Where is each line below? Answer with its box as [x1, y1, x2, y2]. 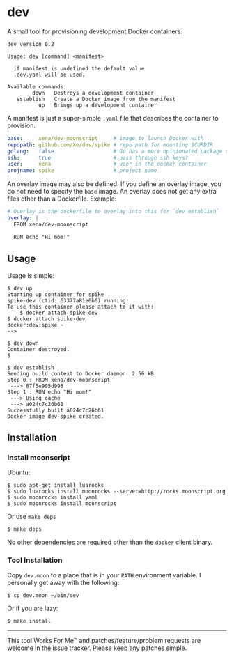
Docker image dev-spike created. [7, 412, 104, 420]
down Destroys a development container [32, 89, 155, 96]
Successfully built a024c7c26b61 [7, 407, 104, 414]
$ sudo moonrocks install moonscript [7, 500, 117, 507]
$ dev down [7, 339, 39, 347]
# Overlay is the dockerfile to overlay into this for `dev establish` [7, 208, 219, 215]
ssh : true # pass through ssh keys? [7, 154, 189, 161]
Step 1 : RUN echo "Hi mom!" [7, 388, 92, 396]
